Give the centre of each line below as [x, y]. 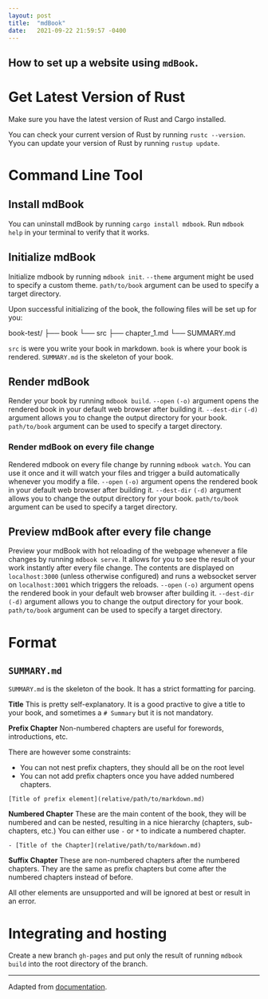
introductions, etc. [38, 737]
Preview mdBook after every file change [110, 532]
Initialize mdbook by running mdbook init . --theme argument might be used [131, 277]
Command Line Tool [76, 175]
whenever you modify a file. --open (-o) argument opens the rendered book [133, 481]
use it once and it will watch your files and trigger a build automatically [124, 473]
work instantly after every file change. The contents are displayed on [121, 568]
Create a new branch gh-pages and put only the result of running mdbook [126, 956]
